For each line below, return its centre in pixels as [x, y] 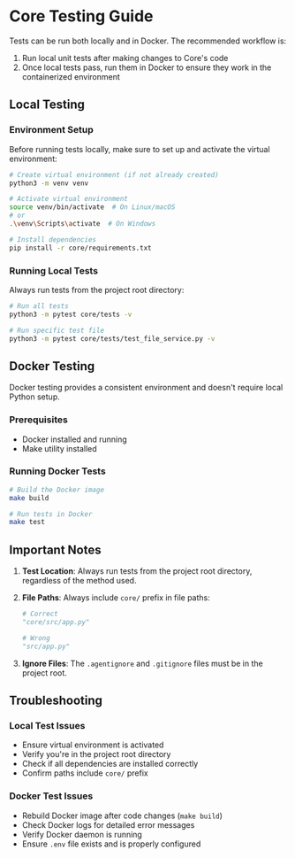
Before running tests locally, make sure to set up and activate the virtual [140, 149]
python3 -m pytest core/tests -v [71, 314]
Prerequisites [38, 420]
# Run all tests [39, 306]
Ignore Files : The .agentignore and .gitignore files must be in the [142, 663]
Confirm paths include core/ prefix [85, 773]
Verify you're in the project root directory [96, 754]
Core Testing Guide [81, 16]
